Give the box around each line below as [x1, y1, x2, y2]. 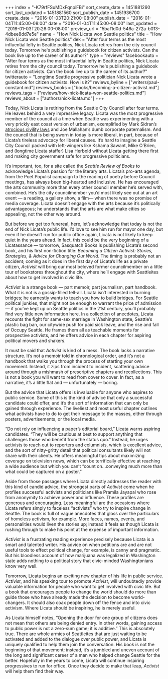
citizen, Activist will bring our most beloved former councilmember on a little [5, 264, 163, 269]
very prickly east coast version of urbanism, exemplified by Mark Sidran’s [5, 121, 157, 127]
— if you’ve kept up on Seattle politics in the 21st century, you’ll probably [5, 306, 156, 311]
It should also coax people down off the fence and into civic [27, 599, 151, 605]
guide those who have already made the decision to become [5, 594, 130, 600]
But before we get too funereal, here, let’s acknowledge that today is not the [5, 221, 162, 227]
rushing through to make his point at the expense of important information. [5, 526, 159, 532]
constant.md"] [5, 85, 35, 90]
